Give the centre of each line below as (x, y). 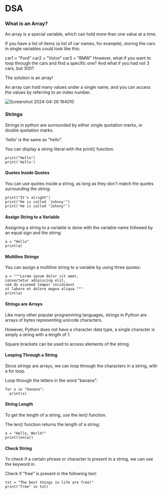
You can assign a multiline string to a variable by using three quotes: (73, 267)
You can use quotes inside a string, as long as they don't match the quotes (79, 183)
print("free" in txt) (27, 487)
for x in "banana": (25, 389)
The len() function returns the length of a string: (52, 424)
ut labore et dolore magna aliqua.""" (44, 289)
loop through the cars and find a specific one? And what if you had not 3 (77, 63)
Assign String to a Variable (32, 217)
